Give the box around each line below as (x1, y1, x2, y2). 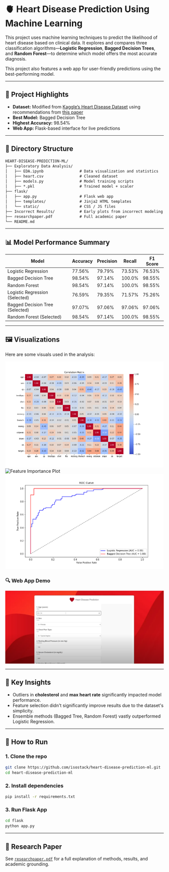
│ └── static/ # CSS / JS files (5, 204, 116, 209)
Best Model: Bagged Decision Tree (12, 114, 86, 121)
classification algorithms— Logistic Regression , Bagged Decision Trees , (5, 45, 156, 51)
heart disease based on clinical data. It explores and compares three (5, 39, 147, 45)
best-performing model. (5, 71, 55, 77)
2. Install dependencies (5, 782, 64, 789)
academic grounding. (5, 861, 49, 867)
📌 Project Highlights (5, 90, 69, 99)
